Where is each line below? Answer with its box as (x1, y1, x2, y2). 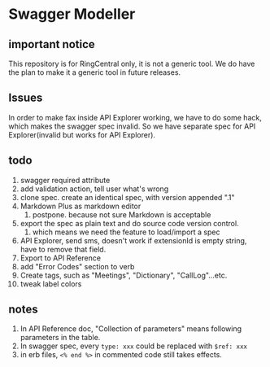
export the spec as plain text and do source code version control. (20, 218, 239, 228)
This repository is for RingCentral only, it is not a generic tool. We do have (8, 59, 255, 68)
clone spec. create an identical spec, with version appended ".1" (20, 192, 235, 202)
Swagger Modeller (8, 5, 136, 24)
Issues (8, 91, 43, 105)
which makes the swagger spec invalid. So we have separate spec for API (8, 121, 256, 131)
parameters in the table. (20, 333, 101, 343)
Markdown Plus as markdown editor (20, 201, 142, 211)
